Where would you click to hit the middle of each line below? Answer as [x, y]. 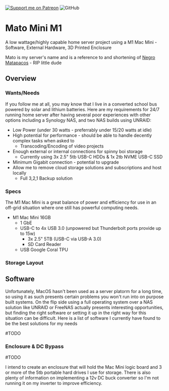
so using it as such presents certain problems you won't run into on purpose [84, 297]
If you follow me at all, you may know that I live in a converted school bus [81, 104]
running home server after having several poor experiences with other [78, 115]
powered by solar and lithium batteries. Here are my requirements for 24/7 [82, 109]
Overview [21, 79]
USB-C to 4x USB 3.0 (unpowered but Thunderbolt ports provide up [91, 228]
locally [19, 173]
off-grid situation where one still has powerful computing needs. [72, 208]
